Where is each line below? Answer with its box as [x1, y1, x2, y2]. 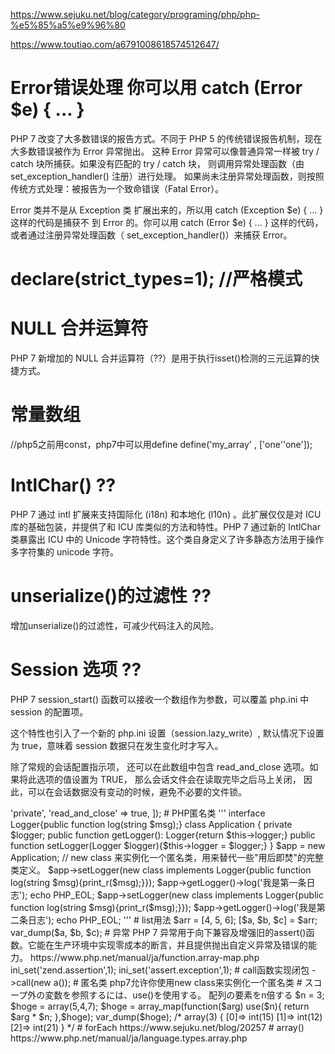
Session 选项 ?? [10, 659, 142, 681]
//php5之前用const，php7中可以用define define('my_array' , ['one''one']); [10, 439, 313, 450]
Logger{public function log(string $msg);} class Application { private [10, 818, 293, 830]
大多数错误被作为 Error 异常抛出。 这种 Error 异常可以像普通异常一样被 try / [10, 145, 320, 157]
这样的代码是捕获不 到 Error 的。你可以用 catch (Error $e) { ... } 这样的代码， [10, 216, 324, 228]
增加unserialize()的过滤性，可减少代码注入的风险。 [10, 619, 220, 631]
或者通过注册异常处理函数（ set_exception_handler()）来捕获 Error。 [10, 229, 293, 241]
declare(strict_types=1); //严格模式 [10, 268, 303, 291]
